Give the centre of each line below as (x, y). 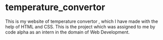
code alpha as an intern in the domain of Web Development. (68, 32)
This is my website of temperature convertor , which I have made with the (82, 21)
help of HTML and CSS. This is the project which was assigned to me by (80, 26)
